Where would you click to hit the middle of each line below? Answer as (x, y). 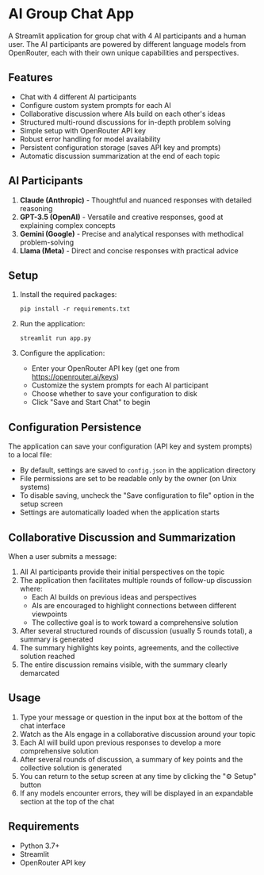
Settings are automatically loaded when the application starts (120, 512)
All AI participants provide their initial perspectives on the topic (122, 572)
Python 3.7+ (40, 846)
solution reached (47, 656)
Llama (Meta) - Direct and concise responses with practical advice (129, 250)
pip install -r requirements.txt (75, 309)
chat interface (42, 725)
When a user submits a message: (63, 556)
